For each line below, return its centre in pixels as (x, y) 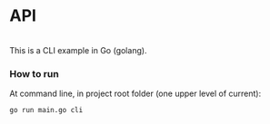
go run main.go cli (46, 110)
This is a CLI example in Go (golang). (78, 50)
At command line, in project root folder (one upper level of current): (135, 94)
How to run (34, 73)
